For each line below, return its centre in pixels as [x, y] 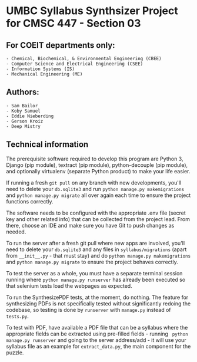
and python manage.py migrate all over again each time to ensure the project [98, 195]
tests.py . [18, 316]
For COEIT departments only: [61, 45]
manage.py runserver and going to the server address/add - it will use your [96, 340]
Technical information [47, 145]
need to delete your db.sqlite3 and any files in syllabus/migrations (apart [96, 249]
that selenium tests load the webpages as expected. [69, 286]
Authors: [23, 92]
